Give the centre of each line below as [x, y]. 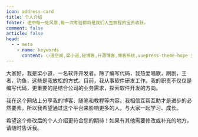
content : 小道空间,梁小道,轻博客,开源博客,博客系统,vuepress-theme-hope [105, 56]
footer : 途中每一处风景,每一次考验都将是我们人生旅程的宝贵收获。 [77, 22]
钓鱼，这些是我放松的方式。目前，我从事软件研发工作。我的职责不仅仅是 [104, 80]
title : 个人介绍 [24, 17]
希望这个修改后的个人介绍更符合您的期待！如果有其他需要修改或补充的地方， [99, 120]
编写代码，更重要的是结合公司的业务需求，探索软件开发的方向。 [83, 88]
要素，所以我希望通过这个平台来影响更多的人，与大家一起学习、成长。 [96, 107]
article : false [25, 34]
